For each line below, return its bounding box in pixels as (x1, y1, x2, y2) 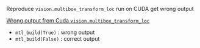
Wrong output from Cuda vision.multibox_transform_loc (6, 17, 150, 24)
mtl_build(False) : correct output (15, 35, 100, 42)
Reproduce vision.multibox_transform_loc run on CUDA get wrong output (6, 5, 194, 12)
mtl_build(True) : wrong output (15, 29, 95, 36)
